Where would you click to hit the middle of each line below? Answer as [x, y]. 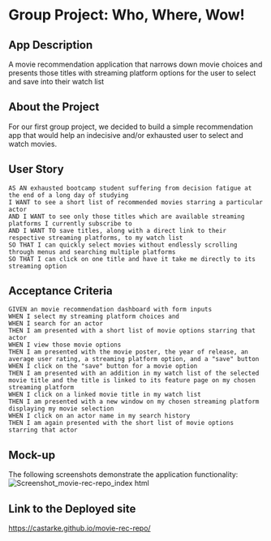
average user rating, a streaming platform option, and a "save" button [134, 359]
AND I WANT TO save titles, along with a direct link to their [118, 230]
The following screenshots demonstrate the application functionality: [123, 474]
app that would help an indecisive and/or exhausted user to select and [126, 135]
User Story [36, 169]
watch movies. [33, 144]
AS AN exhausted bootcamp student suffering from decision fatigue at [130, 188]
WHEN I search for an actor [56, 324]
